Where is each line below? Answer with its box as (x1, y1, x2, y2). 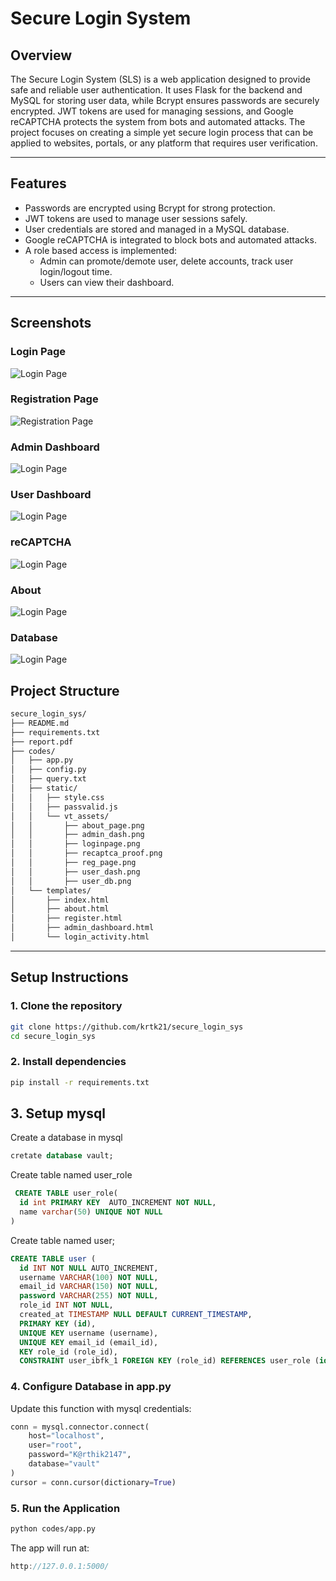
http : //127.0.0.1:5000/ (10, 1561, 110, 1571)
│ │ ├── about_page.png (10, 820, 145, 831)
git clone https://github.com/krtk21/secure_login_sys (10, 1022, 244, 1032)
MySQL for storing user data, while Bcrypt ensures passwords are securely (10, 95, 320, 106)
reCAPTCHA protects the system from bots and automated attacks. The (10, 116, 306, 127)
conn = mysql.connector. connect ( (10, 1422, 150, 1432)
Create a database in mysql (10, 1132, 123, 1144)
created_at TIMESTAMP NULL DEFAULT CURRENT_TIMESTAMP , (19, 1310, 253, 1320)
